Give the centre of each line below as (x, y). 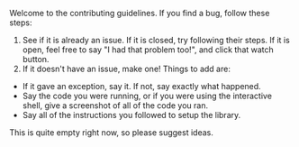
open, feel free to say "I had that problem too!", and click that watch (148, 50)
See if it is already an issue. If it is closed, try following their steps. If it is (156, 40)
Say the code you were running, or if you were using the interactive (147, 96)
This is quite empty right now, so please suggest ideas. (111, 133)
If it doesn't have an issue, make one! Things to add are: (127, 69)
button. (36, 59)
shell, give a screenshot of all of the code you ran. (115, 106)
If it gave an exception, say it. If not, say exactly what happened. (141, 86)
